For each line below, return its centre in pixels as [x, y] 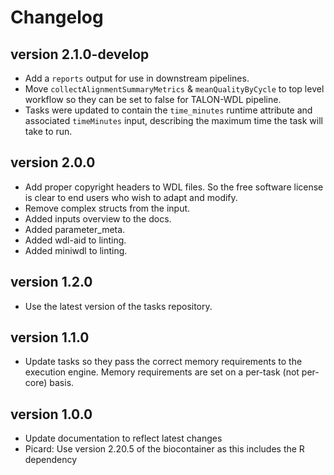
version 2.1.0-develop [80, 54]
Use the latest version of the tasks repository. [118, 306]
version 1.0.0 [51, 414]
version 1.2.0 [51, 282]
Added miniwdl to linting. [76, 250]
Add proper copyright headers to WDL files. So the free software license [174, 187]
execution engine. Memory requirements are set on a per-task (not [162, 372]
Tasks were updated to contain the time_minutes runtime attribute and [168, 110]
